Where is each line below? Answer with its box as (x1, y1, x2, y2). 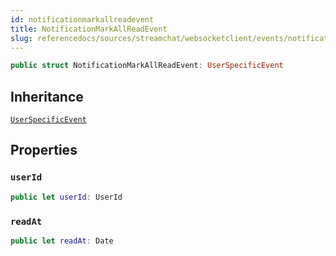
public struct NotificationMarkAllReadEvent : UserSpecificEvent (10, 61, 284, 71)
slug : (10, 33, 33, 43)
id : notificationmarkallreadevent (10, 14, 155, 25)
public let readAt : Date (10, 236, 114, 246)
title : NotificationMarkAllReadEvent (10, 24, 168, 34)
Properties (10, 142, 78, 159)
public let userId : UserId (10, 192, 123, 202)
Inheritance (10, 88, 84, 105)
